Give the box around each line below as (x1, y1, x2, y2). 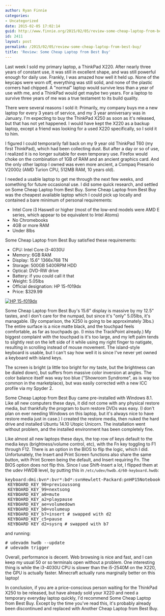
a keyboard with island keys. (5, 355, 63, 361)
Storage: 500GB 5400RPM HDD (12, 262, 77, 268)
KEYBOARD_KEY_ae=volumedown (7, 501, 75, 507)
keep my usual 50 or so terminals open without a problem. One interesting (5, 559, 155, 565)
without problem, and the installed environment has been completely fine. (5, 426, 154, 432)
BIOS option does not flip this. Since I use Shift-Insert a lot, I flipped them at (5, 462, 158, 468)
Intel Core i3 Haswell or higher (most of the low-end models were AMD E (12, 206, 160, 212)
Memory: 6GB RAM (12, 252, 52, 258)
